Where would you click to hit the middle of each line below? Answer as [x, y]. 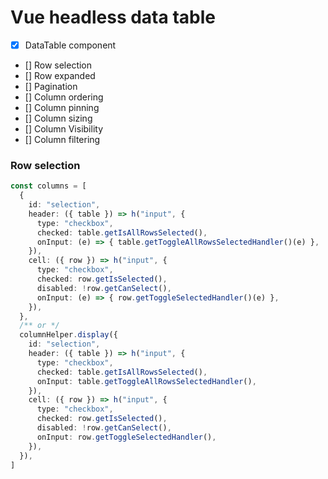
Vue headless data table [113, 17]
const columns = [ [48, 186]
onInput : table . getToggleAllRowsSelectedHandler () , [146, 381]
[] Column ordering [64, 97]
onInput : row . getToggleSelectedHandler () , [126, 437]
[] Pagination [51, 86]
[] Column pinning [62, 107]
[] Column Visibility [64, 129]
